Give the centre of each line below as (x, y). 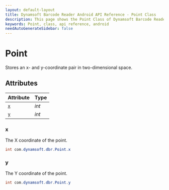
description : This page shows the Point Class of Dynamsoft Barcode (78, 19)
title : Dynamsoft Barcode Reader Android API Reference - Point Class (81, 15)
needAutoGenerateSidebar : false (39, 29)
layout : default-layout (30, 10)
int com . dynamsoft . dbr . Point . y (38, 183)
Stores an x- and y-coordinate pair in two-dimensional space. (69, 68)
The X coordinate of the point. (36, 140)
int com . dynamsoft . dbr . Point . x (38, 150)
